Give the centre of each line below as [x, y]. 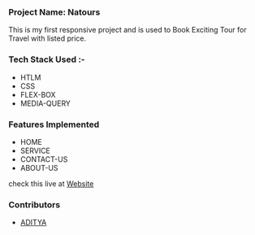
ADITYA [33, 223]
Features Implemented [54, 124]
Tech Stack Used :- [47, 59]
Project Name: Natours [54, 12]
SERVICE [35, 150]
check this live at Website [51, 183]
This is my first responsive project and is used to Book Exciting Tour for [127, 30]
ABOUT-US [39, 168]
